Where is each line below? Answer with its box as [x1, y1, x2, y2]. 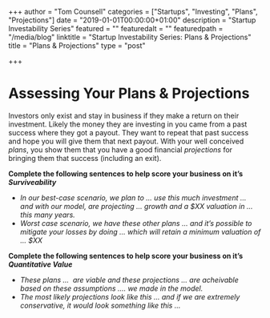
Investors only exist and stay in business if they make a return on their [8, 111, 240, 120]
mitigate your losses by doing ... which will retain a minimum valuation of [19, 227, 261, 236]
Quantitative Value [8, 260, 73, 269]
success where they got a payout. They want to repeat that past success [8, 127, 249, 137]
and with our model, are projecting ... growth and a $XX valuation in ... [19, 201, 253, 211]
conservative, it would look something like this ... [19, 300, 181, 310]
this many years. [19, 210, 76, 219]
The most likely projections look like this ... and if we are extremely [19, 292, 240, 301]
